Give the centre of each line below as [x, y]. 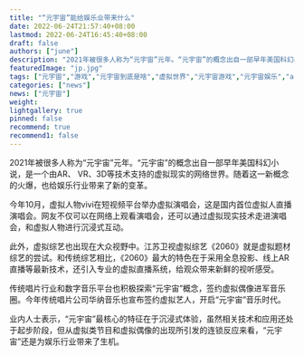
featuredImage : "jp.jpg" [56, 69]
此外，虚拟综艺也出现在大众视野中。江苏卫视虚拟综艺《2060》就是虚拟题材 [150, 246]
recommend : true [40, 128]
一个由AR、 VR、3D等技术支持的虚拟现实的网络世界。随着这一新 [153, 174]
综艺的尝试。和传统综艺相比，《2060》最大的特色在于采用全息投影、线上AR [149, 257]
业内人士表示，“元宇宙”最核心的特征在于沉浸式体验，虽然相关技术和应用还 [148, 319]
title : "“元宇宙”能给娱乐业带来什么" [72, 18]
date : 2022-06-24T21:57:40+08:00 [72, 26]
